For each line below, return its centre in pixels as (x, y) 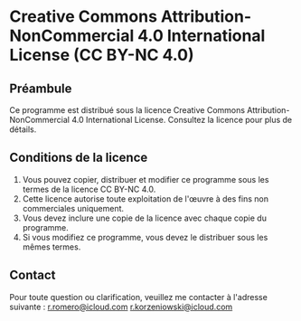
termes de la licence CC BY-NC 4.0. (89, 189)
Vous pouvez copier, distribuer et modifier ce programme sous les (146, 179)
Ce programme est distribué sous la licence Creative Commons (127, 110)
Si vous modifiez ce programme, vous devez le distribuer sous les (145, 237)
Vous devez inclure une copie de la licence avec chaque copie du (144, 218)
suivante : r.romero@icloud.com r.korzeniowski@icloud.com (121, 307)
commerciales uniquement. (73, 208)
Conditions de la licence (79, 158)
